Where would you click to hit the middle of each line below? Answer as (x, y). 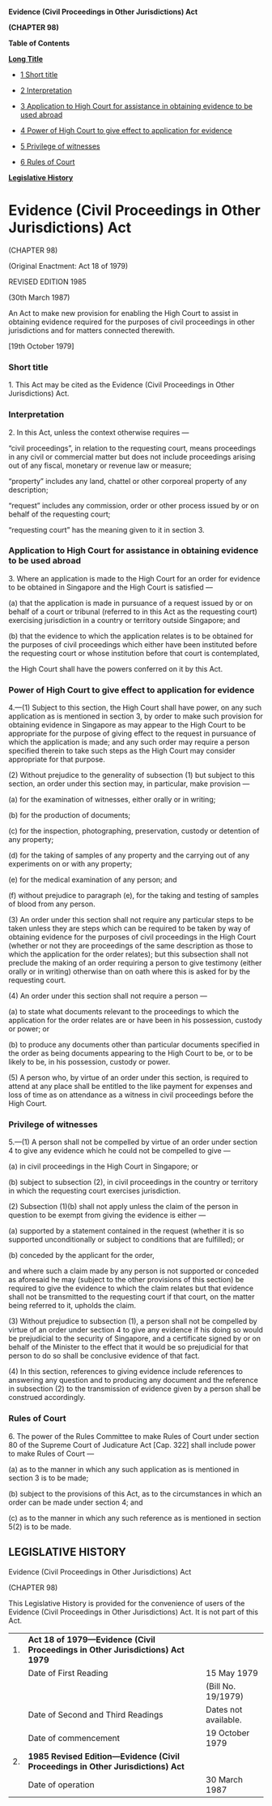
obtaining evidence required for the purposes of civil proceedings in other (132, 322)
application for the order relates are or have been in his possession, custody (136, 1020)
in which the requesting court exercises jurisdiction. (95, 1191)
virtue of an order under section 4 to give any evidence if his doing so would (136, 1330)
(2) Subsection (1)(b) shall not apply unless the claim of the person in (123, 1207)
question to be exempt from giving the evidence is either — (107, 1215)
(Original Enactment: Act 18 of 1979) (68, 266)
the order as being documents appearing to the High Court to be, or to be (131, 1053)
